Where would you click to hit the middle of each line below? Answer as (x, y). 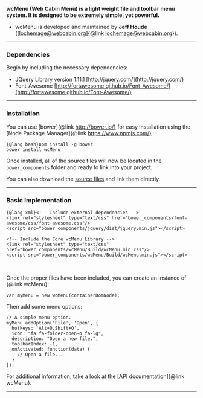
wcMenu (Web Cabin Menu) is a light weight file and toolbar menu (91, 9)
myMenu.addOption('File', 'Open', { (52, 323)
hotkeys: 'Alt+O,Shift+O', (46, 328)
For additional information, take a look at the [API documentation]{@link (95, 376)
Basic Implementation (39, 200)
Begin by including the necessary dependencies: (67, 68)
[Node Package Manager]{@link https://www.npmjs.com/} (79, 133)
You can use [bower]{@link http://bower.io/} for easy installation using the (98, 127)
